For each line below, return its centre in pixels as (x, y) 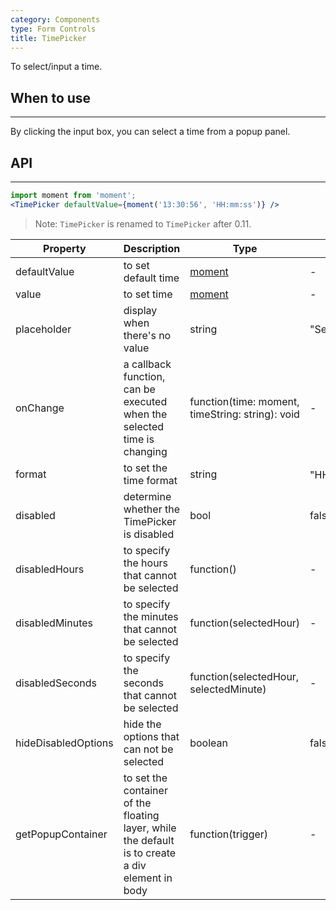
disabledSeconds (56, 683)
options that (151, 736)
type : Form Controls (53, 29)
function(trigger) (229, 834)
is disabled (149, 534)
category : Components (55, 19)
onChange (40, 408)
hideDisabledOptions (64, 743)
